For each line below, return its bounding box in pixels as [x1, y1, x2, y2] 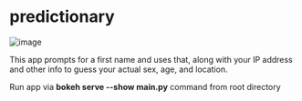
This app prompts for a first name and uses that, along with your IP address [9, 54, 294, 65]
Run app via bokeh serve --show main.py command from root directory [9, 81, 281, 92]
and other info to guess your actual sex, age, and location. [9, 64, 228, 75]
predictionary [9, 6, 116, 27]
